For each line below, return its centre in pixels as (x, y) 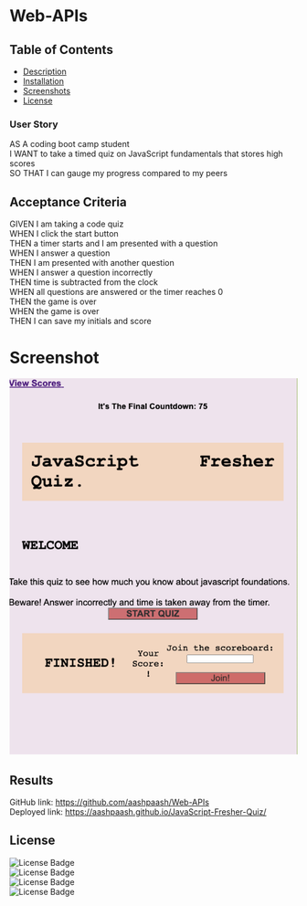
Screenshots (47, 91)
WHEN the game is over (54, 311)
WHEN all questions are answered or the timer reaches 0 (116, 292)
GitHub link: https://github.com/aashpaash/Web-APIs (110, 802)
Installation (43, 81)
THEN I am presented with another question (92, 263)
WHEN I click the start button (64, 234)
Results (32, 780)
